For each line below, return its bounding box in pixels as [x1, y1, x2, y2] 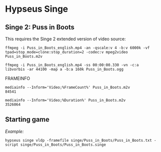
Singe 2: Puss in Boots [5, 23, 75, 31]
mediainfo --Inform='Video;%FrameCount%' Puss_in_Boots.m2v [5, 85, 131, 90]
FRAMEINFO [5, 76, 30, 81]
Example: [5, 128, 24, 134]
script [5, 142, 19, 147]
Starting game [5, 115, 50, 124]
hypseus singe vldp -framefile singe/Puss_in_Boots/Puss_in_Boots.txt [5, 138, 152, 143]
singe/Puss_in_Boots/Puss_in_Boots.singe [20, 142, 106, 147]
